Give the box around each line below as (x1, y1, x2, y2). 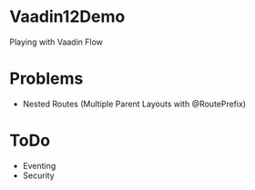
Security (22, 170, 55, 181)
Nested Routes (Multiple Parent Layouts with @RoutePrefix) (22, 98, 247, 109)
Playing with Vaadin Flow (9, 36, 103, 47)
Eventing (22, 160, 56, 171)
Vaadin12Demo (9, 6, 126, 27)
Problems (9, 68, 84, 89)
